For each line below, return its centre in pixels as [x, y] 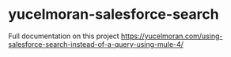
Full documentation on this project [64, 36]
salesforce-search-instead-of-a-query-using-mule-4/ [96, 44]
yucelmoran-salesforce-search [114, 14]
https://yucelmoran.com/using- [172, 36]
